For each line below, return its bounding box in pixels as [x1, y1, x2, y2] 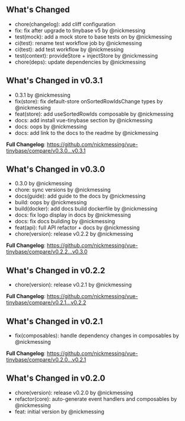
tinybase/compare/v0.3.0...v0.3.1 [6, 147, 86, 154]
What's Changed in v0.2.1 [6, 316, 103, 326]
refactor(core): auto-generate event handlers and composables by [14, 395, 177, 403]
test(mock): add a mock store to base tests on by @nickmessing [14, 33, 172, 40]
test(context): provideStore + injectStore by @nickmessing [14, 52, 158, 59]
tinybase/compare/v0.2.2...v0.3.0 [6, 248, 88, 255]
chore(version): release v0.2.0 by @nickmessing [14, 389, 133, 396]
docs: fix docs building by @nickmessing [14, 218, 116, 225]
